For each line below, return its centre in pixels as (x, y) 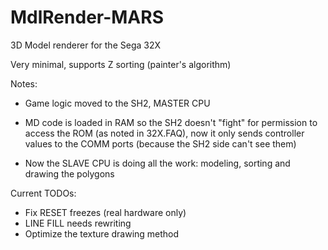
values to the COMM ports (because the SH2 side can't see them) (160, 143)
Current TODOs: (43, 193)
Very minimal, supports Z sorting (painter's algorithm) (121, 64)
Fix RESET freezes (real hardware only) (105, 212)
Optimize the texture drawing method (102, 233)
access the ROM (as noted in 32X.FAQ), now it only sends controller (164, 133)
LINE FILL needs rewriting (78, 223)
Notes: (24, 83)
